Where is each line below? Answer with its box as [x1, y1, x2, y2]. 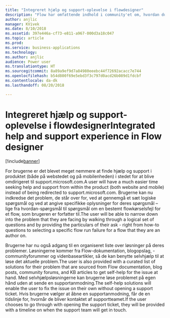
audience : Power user [5, 59, 51, 64]
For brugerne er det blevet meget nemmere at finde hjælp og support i [5, 168, 152, 174]
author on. [5, 232, 27, 238]
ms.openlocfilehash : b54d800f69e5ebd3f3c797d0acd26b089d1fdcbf [5, 73, 142, 78]
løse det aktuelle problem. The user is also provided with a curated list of [5, 258, 156, 264]
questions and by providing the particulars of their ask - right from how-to [5, 221, 159, 228]
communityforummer [5, 253, 50, 259]
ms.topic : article [5, 36, 44, 41]
